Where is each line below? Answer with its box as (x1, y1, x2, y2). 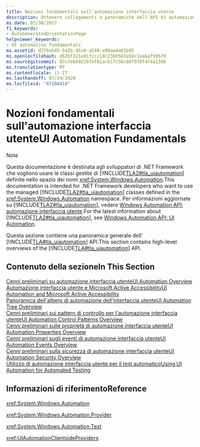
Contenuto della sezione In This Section (6, 262, 155, 272)
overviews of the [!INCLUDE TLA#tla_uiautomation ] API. (6, 244, 142, 251)
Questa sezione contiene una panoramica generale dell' (6, 232, 143, 239)
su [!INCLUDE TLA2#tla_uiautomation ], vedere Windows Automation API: (6, 201, 183, 208)
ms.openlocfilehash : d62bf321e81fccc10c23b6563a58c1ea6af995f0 (6, 53, 167, 59)
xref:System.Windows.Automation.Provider (6, 411, 112, 418)
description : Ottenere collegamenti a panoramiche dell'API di (6, 14, 167, 20)
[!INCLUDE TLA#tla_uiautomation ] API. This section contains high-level (6, 238, 177, 245)
